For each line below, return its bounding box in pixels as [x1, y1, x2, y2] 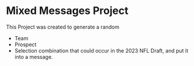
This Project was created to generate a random [6, 23, 120, 30]
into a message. [14, 53, 53, 60]
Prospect [14, 41, 37, 48]
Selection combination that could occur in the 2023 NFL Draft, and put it [14, 47, 189, 54]
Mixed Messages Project [6, 4, 129, 18]
